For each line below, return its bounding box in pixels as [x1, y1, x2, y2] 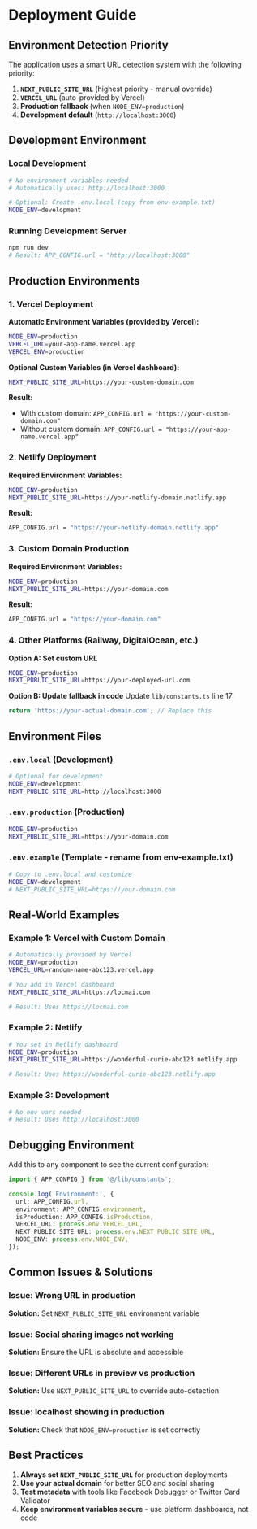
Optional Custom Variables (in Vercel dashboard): [8, 362, 180, 372]
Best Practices [8, 1448, 84, 1461]
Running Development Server [8, 225, 127, 237]
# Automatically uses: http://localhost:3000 [8, 184, 165, 192]
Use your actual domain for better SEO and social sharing [19, 1479, 215, 1488]
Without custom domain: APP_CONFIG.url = [19, 425, 163, 434]
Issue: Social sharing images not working [8, 1328, 174, 1340]
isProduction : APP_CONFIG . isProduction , [15, 1213, 154, 1221]
